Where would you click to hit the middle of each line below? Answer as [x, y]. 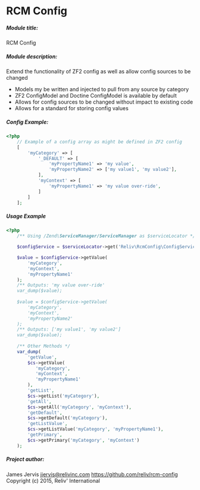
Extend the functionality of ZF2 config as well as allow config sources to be [99, 71]
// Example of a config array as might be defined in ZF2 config [100, 142]
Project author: [25, 459]
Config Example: [27, 122]
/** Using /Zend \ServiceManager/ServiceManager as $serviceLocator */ [106, 236]
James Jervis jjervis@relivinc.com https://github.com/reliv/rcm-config [92, 474]
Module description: [32, 56]
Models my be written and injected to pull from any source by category [102, 89]
